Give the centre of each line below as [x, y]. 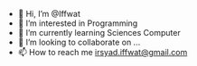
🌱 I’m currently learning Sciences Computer [99, 33]
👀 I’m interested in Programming [78, 23]
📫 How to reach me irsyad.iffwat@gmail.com [103, 52]
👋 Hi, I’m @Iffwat [49, 14]
